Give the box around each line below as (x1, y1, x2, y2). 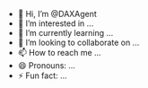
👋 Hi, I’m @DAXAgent (17, 9, 97, 19)
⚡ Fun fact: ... (17, 70, 67, 81)
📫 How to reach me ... (17, 48, 101, 57)
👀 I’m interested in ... (17, 18, 94, 29)
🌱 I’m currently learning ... (17, 28, 114, 38)
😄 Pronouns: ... (17, 60, 76, 71)
